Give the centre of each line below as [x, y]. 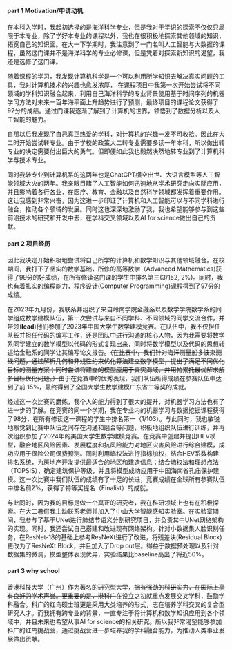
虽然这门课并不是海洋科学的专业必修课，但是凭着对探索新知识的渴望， [119, 53]
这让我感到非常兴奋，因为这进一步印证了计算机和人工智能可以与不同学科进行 [116, 201]
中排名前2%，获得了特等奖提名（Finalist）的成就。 [79, 488]
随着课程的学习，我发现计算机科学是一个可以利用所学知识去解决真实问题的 [113, 77]
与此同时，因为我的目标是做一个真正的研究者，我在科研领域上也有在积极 [110, 503]
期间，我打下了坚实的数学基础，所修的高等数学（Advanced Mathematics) [112, 269]
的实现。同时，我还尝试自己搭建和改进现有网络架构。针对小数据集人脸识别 [113, 529]
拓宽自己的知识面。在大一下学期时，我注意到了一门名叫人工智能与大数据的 [113, 44]
